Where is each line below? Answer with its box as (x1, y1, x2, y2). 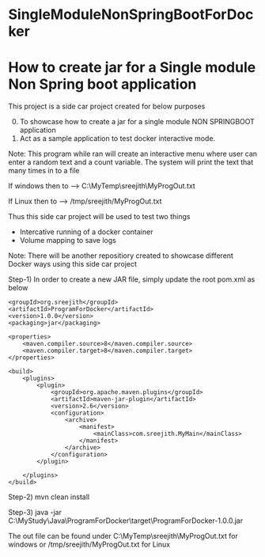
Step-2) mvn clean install (8, 492, 89, 502)
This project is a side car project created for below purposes (8, 101, 206, 112)
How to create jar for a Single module (8, 59, 256, 77)
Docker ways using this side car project (8, 260, 137, 269)
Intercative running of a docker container (19, 227, 153, 237)
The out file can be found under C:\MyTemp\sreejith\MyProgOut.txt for (8, 532, 239, 541)
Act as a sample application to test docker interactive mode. (19, 134, 216, 143)
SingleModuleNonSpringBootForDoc (8, 6, 254, 24)
